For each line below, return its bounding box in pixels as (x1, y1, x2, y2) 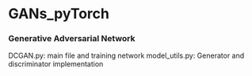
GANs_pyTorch (8, 5, 109, 23)
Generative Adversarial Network (8, 33, 136, 44)
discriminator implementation (8, 59, 104, 69)
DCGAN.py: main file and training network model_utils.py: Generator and (8, 51, 245, 60)
